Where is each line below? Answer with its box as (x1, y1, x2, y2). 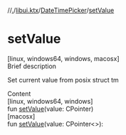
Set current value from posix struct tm (7, 75, 119, 84)
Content (7, 89, 31, 98)
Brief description (7, 62, 57, 70)
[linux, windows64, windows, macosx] (7, 54, 120, 63)
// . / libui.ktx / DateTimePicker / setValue (7, 6, 115, 14)
